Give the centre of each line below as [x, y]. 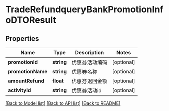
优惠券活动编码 [89, 62]
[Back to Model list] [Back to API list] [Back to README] [63, 103]
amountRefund [26, 81]
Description [90, 53]
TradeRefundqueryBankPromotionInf [84, 9]
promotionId [23, 62]
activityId [19, 90]
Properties [22, 39]
